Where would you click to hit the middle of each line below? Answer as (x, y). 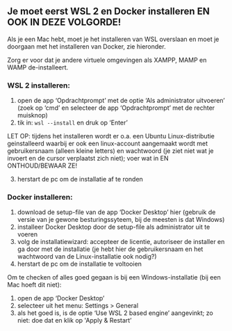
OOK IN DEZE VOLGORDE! (64, 23)
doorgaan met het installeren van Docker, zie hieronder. (86, 46)
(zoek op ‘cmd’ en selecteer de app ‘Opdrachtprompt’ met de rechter (116, 108)
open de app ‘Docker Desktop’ (61, 298)
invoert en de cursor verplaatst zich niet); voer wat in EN (88, 159)
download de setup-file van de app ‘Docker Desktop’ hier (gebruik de (116, 212)
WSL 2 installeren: (39, 85)
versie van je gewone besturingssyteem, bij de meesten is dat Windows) (121, 220)
